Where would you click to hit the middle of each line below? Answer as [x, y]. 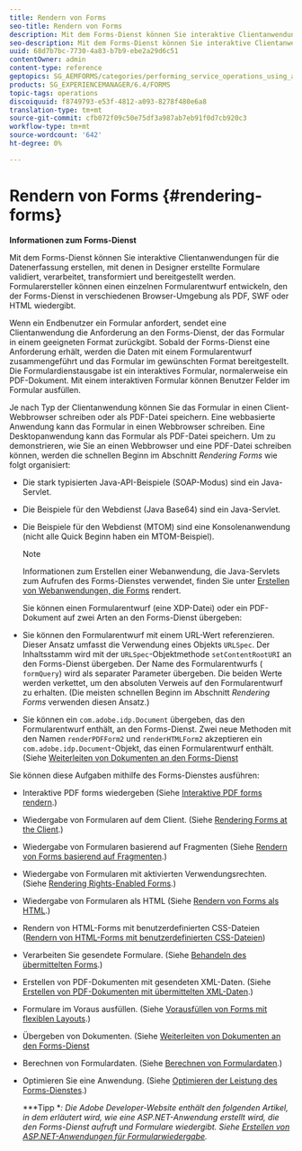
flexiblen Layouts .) [57, 1019]
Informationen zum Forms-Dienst [73, 240]
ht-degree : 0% [36, 143]
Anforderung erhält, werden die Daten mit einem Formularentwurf [131, 352]
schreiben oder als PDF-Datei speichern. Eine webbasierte [167, 416]
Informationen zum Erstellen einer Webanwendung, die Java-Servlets [151, 571]
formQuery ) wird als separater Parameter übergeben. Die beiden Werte [152, 673]
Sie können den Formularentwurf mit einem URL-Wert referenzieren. [148, 635]
